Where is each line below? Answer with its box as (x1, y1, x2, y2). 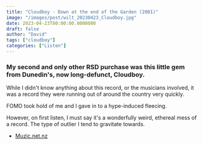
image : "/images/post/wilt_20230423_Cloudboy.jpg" (6, 15, 137, 21)
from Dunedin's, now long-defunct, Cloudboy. (6, 70, 145, 79)
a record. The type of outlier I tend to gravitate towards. (6, 121, 145, 128)
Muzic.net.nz (15, 132, 48, 140)
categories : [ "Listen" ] (6, 43, 67, 49)
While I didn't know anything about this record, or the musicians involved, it (6, 84, 194, 92)
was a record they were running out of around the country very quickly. (6, 90, 185, 98)
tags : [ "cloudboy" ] (6, 37, 56, 43)
